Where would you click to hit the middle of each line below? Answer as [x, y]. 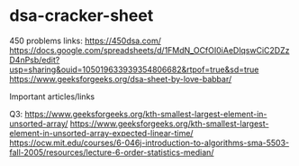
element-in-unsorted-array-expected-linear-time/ [101, 133]
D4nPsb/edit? [35, 60]
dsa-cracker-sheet [82, 16]
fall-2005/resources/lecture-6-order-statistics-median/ [112, 152]
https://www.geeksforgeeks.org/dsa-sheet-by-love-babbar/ [121, 78]
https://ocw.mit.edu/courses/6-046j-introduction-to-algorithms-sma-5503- [149, 143]
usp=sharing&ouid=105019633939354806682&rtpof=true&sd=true [134, 69]
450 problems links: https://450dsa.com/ [86, 41]
